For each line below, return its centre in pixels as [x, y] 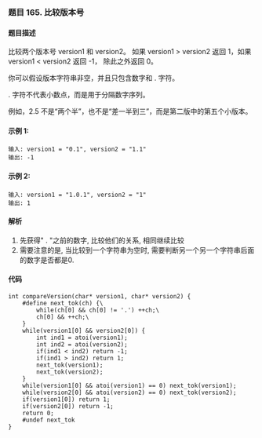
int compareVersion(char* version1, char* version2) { [100, 296]
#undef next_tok [49, 420]
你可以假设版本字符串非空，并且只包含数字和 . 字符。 [93, 78]
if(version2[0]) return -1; [68, 406]
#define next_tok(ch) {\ [63, 303]
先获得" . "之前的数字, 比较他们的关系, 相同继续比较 [102, 240]
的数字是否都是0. [47, 260]
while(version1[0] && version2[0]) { [84, 330]
